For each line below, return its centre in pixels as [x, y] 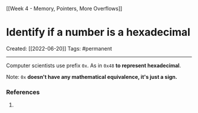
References [23, 92]
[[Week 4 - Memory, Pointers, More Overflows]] [64, 9]
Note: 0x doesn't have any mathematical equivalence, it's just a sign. [92, 77]
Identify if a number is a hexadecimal [98, 32]
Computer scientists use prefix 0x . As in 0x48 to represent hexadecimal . [94, 65]
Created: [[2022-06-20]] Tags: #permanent [59, 48]
